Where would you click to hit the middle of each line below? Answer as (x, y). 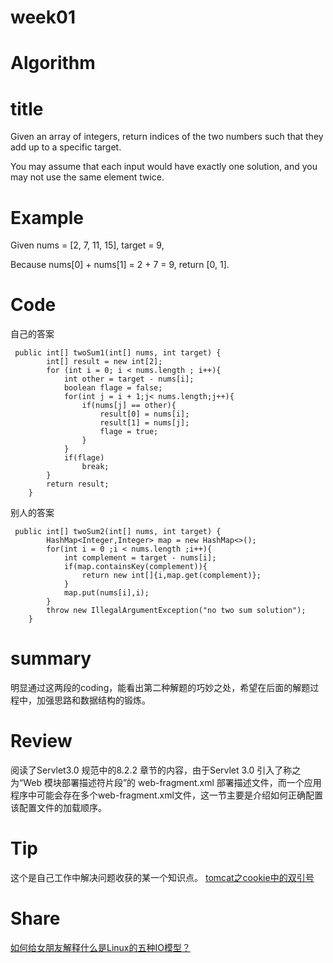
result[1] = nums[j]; (144, 423)
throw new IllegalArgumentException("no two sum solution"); (176, 611)
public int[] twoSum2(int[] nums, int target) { (118, 532)
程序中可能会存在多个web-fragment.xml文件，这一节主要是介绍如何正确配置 (166, 795)
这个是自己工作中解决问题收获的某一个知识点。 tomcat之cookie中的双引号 (162, 877)
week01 (43, 17)
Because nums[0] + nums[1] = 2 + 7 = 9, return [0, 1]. (120, 265)
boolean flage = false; (113, 388)
